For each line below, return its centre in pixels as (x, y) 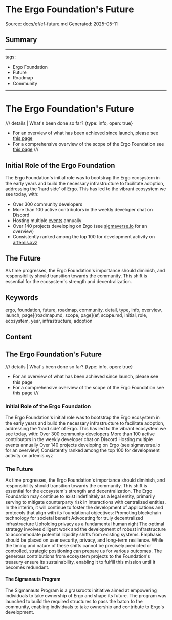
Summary (21, 40)
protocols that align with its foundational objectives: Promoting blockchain (83, 513)
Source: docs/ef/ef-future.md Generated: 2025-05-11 (61, 24)
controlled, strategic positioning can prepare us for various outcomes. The (84, 551)
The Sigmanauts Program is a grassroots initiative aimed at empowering (81, 590)
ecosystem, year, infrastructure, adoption (49, 321)
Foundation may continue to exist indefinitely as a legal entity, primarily (80, 496)
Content (19, 337)
